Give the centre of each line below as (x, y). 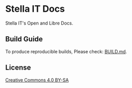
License (18, 68)
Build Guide (24, 39)
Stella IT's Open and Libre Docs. (39, 23)
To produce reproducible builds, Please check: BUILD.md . (66, 51)
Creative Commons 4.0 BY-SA (37, 80)
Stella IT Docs (35, 9)
